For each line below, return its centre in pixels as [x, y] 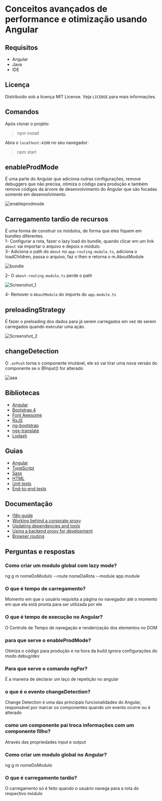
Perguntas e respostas [40, 552]
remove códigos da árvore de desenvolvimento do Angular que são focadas [81, 189]
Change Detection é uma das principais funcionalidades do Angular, [73, 702]
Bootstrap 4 [24, 410]
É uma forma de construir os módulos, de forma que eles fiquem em [73, 231]
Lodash [20, 436]
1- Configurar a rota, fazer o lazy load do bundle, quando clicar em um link [80, 241]
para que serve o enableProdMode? [48, 640]
